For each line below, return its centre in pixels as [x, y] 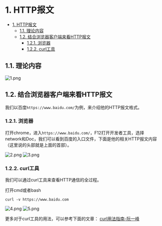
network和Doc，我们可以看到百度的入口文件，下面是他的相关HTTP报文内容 [81, 139]
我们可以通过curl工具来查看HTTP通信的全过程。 [53, 180]
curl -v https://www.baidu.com [37, 200]
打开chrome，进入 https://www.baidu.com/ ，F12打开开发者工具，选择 [75, 133]
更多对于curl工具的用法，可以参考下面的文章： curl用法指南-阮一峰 [72, 219]
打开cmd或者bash [23, 190]
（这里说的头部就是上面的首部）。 [38, 145]
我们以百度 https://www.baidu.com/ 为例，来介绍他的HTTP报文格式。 [73, 107]
